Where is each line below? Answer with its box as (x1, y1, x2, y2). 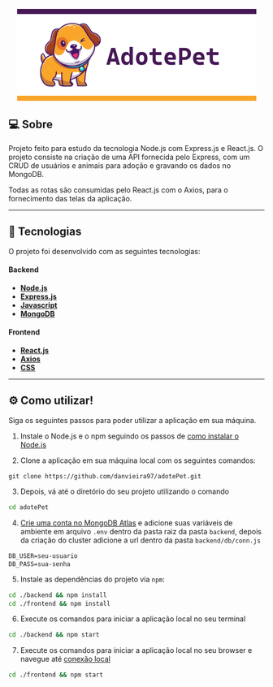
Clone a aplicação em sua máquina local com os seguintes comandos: (19, 456, 256, 465)
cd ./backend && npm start (8, 631, 100, 639)
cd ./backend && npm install (8, 590, 107, 599)
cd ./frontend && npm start (8, 671, 104, 679)
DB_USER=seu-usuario (8, 551, 79, 560)
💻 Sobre (8, 118, 53, 132)
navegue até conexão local (19, 655, 111, 664)
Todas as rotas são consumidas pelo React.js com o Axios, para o (8, 184, 229, 195)
